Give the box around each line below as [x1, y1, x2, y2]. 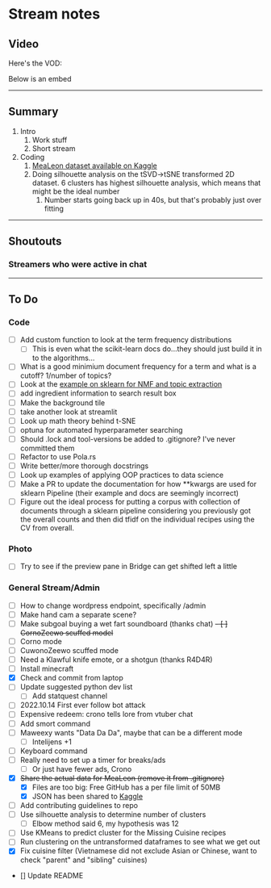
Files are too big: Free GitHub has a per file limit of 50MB [31, 782, 221, 792]
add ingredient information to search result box [19, 388, 177, 398]
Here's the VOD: [8, 58, 63, 68]
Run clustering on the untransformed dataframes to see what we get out [19, 837, 261, 847]
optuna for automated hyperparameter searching [19, 425, 183, 434]
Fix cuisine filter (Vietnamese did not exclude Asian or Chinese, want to [19, 846, 257, 856]
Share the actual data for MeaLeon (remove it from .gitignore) [19, 773, 225, 783]
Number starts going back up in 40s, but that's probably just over [44, 195, 262, 204]
